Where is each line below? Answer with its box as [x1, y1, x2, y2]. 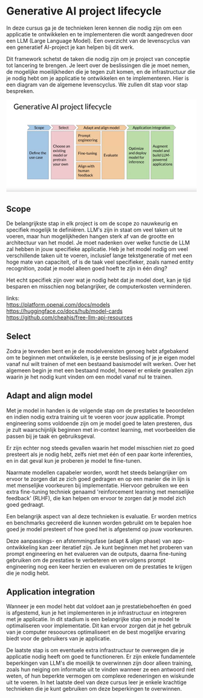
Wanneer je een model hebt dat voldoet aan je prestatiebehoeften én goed [6, 603, 192, 610]
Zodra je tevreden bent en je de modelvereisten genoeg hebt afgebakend [6, 347, 189, 354]
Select [6, 331, 31, 342]
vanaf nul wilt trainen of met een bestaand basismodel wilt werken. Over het [6, 360, 196, 367]
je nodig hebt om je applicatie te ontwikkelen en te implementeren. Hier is [6, 74, 189, 82]
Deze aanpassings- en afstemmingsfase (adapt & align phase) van [6, 537, 172, 544]
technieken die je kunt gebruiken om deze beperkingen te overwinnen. [6, 685, 182, 693]
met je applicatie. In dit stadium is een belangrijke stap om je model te [6, 616, 180, 623]
